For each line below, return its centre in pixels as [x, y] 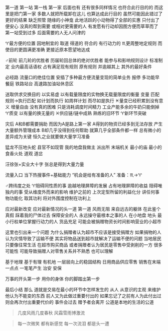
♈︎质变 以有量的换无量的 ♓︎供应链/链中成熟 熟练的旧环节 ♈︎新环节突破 [76, 113]
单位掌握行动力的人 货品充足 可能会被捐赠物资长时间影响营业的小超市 [90, 221]
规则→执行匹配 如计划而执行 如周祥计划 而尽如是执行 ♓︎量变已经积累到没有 [82, 101]
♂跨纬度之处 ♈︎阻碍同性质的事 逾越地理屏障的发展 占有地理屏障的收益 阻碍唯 [84, 186]
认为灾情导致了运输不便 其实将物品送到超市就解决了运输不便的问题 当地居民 [83, 239]
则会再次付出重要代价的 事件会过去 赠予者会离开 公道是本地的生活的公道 [79, 302]
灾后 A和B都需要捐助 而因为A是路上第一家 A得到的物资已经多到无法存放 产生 [84, 124]
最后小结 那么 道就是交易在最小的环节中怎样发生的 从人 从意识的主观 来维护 [83, 289]
